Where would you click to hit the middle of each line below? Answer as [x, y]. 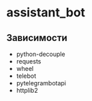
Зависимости [37, 38]
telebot [26, 76]
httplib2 [27, 90]
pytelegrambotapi [41, 83]
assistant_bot [46, 13]
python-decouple [41, 54]
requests [29, 61]
